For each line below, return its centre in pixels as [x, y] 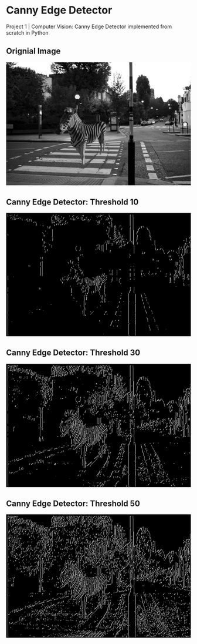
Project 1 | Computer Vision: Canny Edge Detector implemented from [89, 26]
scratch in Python [27, 32]
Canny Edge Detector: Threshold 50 [73, 503]
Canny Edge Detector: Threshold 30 [73, 353]
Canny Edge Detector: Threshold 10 [72, 202]
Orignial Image [33, 51]
